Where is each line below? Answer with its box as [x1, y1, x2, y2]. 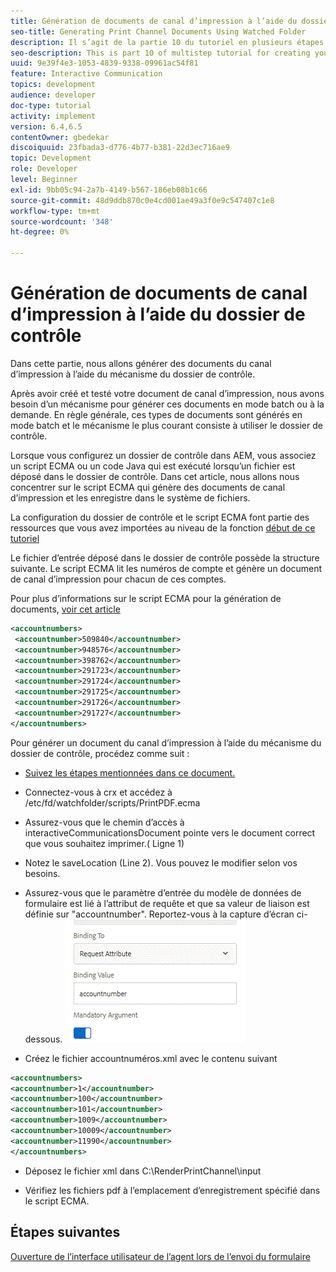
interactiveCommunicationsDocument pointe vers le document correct [24, 826, 316, 839]
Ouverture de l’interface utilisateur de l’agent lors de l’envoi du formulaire [10, 1250, 311, 1262]
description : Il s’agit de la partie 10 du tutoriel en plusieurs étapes [10, 37, 325, 47]
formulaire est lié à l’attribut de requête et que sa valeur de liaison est [24, 897, 310, 909]
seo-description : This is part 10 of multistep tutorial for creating [10, 48, 311, 58]
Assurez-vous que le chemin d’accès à [24, 816, 185, 828]
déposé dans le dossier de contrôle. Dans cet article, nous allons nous [10, 470, 300, 482]
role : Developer [10, 164, 78, 174]
